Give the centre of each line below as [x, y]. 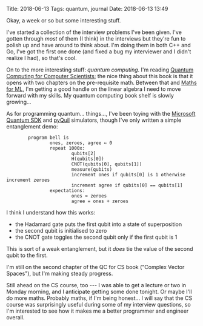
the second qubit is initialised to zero [61, 231]
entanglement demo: [32, 126]
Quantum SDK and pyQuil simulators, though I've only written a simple [94, 120]
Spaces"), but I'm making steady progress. [60, 273]
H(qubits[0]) [88, 159]
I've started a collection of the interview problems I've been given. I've [94, 32]
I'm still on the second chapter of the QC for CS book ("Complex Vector [95, 267]
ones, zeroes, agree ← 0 [81, 143]
